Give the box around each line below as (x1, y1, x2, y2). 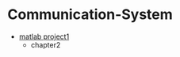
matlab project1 (18, 32, 70, 41)
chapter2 (30, 40, 61, 49)
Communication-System (7, 6, 174, 24)
